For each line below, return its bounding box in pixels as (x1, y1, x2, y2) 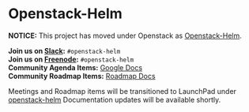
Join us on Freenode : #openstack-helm (8, 54, 134, 64)
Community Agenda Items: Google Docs (8, 62, 143, 72)
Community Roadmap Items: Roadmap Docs (8, 71, 156, 80)
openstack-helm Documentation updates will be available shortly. (8, 95, 221, 104)
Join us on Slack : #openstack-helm (8, 46, 121, 55)
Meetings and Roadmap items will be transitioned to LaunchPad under (8, 86, 237, 95)
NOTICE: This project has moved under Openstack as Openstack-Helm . (8, 31, 243, 40)
